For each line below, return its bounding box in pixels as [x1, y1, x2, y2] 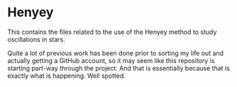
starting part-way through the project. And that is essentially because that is [7, 64, 231, 72]
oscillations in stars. [7, 35, 65, 43]
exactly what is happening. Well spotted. [7, 71, 126, 80]
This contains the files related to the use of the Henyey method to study [7, 28, 217, 36]
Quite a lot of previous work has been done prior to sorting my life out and [7, 49, 224, 57]
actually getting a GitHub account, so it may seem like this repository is [7, 56, 215, 64]
